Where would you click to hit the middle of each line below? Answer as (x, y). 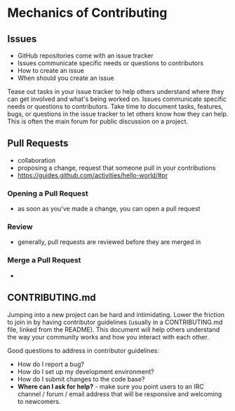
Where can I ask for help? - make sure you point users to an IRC (111, 386)
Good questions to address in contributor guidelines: (83, 350)
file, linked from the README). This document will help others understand (113, 329)
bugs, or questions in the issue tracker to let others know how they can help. (118, 114)
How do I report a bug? (51, 364)
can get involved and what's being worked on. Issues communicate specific (117, 99)
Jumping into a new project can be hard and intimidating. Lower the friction (116, 314)
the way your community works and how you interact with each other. (108, 337)
